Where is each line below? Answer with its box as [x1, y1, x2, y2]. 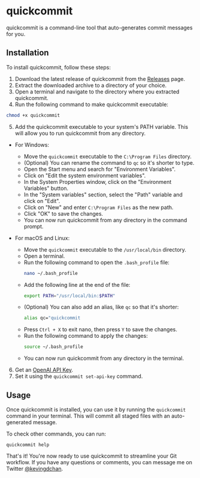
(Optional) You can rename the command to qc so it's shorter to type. [23, 159, 195, 166]
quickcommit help [6, 441, 50, 447]
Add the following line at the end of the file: [23, 281, 131, 288]
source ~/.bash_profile [23, 344, 84, 350]
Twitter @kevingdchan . [6, 465, 63, 472]
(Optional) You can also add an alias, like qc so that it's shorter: [23, 304, 179, 311]
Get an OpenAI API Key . [14, 367, 74, 374]
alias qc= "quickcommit [23, 315, 81, 321]
